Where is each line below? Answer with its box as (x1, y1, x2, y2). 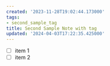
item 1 (14, 47, 30, 54)
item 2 (14, 54, 31, 61)
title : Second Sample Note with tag (6, 25, 97, 32)
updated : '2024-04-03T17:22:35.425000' (6, 31, 105, 37)
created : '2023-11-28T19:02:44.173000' (6, 8, 105, 15)
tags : (6, 14, 20, 20)
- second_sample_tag (6, 20, 58, 26)
